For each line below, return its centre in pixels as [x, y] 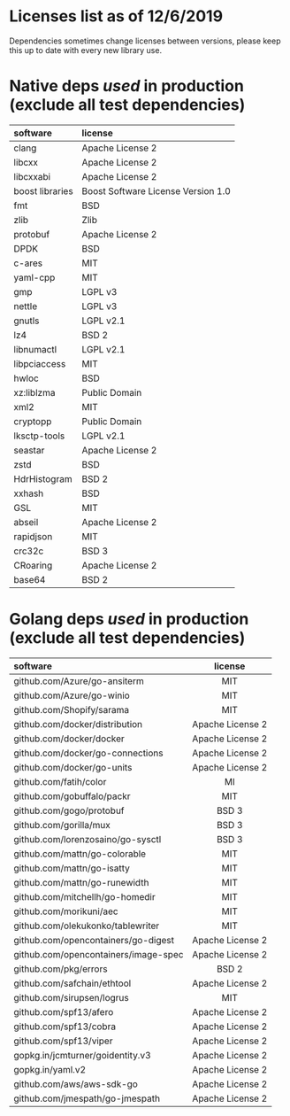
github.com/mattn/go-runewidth [81, 882]
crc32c [29, 551]
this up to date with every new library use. [85, 50]
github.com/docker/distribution [78, 724]
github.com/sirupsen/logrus [72, 997]
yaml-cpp [34, 277]
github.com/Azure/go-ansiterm [79, 681]
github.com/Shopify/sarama [72, 709]
